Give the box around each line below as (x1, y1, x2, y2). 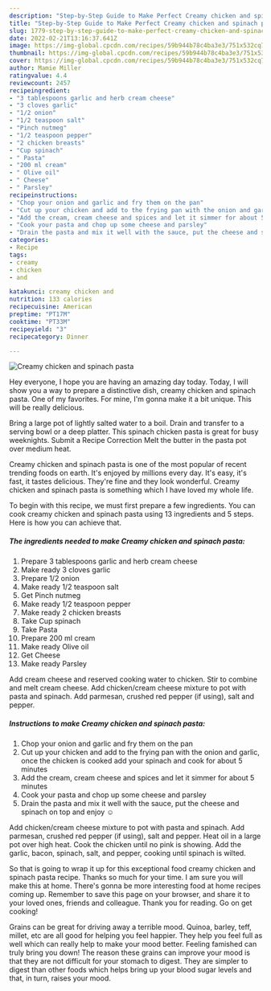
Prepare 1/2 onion (20, 574, 80, 584)
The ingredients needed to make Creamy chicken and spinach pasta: (9, 536, 245, 546)
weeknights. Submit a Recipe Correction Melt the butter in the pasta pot (9, 436, 247, 445)
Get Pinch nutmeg (20, 591, 81, 600)
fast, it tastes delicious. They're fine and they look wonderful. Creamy (9, 477, 240, 486)
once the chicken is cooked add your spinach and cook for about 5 (20, 756, 243, 766)
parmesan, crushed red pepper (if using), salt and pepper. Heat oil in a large (9, 831, 261, 841)
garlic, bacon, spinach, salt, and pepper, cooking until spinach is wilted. (9, 849, 246, 858)
